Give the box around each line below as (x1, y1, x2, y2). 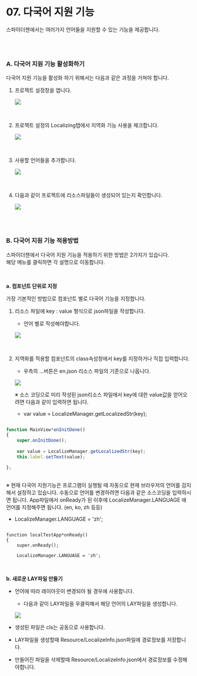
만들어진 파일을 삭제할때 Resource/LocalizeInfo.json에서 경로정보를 (14, 656, 172, 663)
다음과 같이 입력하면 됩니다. (25, 398, 89, 405)
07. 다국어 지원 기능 (6, 5, 95, 19)
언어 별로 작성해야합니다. (23, 320, 81, 327)
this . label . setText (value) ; (16, 454, 85, 460)
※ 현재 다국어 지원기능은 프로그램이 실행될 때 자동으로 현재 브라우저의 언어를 (6, 481, 181, 489)
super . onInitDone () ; (16, 438, 67, 443)
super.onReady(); (16, 542, 59, 548)
